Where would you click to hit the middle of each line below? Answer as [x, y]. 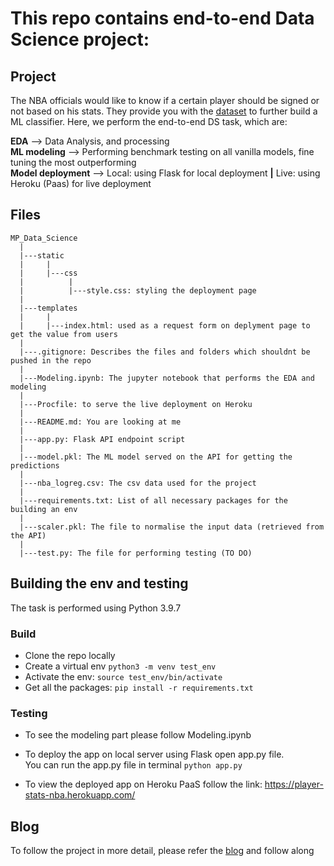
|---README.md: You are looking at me [100, 422]
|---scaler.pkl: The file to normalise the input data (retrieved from [172, 527]
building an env [44, 509]
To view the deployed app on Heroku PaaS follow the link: [143, 784]
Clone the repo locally [70, 655]
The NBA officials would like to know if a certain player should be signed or [165, 100]
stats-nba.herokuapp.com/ [80, 795]
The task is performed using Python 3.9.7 [96, 608]
